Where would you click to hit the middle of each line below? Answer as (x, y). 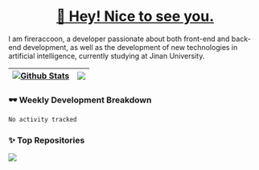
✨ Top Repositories (47, 140)
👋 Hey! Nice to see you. (135, 17)
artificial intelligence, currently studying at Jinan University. (107, 56)
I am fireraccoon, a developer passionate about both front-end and (119, 39)
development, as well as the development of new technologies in (130, 47)
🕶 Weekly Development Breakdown (80, 100)
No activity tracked (43, 120)
